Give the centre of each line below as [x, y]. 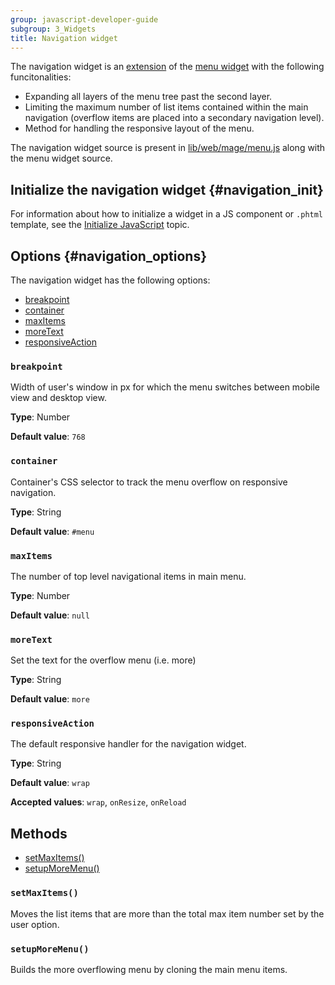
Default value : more [50, 699]
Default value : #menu [52, 531]
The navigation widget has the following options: [110, 280]
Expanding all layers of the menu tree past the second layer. [148, 97]
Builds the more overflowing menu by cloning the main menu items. [149, 969]
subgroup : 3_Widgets [53, 29]
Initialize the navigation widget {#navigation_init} [167, 189]
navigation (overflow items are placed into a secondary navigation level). [174, 118]
